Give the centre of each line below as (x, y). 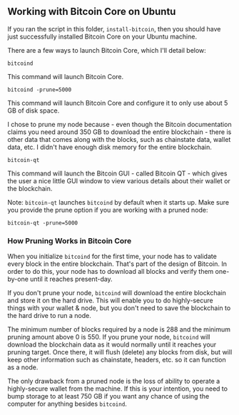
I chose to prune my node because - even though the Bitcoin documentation (119, 124)
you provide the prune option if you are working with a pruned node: (108, 210)
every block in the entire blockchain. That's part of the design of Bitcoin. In (117, 264)
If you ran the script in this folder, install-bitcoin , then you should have (114, 29)
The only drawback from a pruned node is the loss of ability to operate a (114, 381)
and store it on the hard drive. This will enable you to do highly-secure (110, 301)
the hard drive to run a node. (49, 316)
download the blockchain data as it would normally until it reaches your (112, 344)
